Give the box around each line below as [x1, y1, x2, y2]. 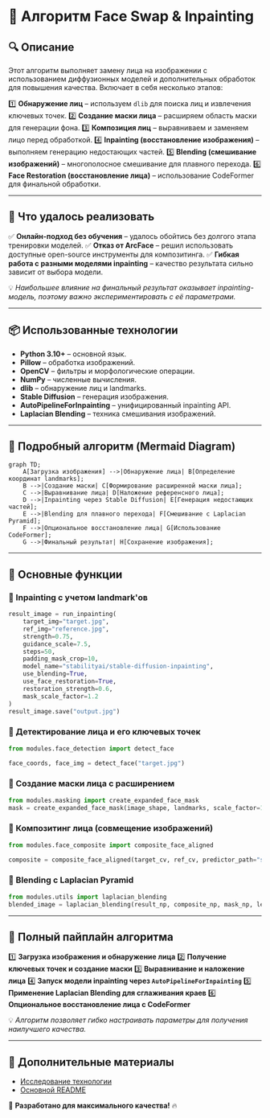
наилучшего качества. [8, 1025, 87, 1034]
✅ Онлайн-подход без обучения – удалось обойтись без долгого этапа [8, 231, 256, 240]
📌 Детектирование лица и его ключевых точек [8, 726, 201, 738]
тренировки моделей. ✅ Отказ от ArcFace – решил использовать [8, 240, 234, 250]
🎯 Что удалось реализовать [8, 210, 155, 224]
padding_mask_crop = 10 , [22, 655, 99, 663]
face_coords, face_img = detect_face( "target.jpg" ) [8, 759, 185, 767]
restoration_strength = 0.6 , [22, 684, 113, 693]
